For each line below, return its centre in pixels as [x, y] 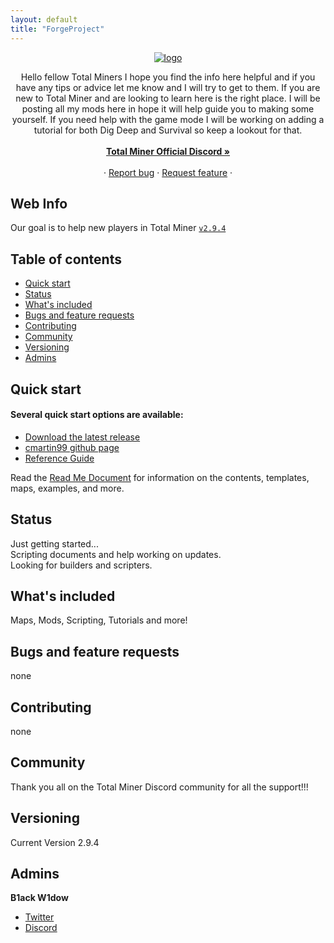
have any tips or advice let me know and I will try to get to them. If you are [168, 87]
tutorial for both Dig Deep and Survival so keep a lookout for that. [168, 130]
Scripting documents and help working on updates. [116, 554]
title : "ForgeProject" [57, 29]
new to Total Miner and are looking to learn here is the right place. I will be [168, 98]
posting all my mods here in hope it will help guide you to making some [168, 108]
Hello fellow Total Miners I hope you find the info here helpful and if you [168, 77]
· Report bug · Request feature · [168, 172]
